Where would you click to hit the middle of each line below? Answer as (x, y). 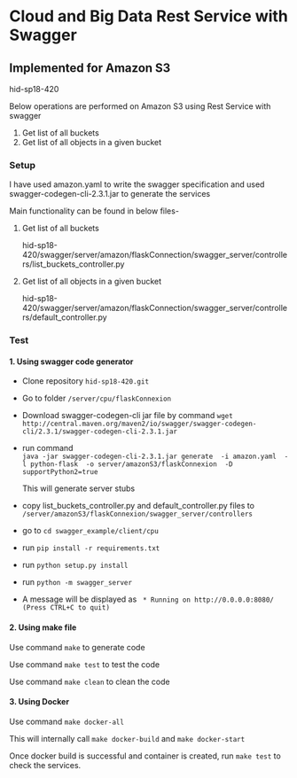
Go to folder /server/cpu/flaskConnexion (96, 398)
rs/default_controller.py (65, 317)
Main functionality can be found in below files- (94, 211)
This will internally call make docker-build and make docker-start (127, 738)
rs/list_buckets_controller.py (73, 264)
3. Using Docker (39, 702)
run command (47, 448)
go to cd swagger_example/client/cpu (90, 531)
